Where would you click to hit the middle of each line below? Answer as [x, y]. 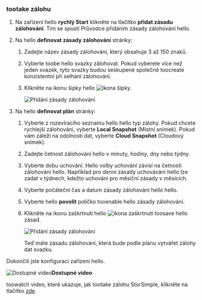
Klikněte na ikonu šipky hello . [78, 88]
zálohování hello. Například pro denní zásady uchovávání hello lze [106, 172]
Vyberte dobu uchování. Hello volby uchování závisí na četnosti [103, 166]
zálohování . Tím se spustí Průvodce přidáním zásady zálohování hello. [103, 28]
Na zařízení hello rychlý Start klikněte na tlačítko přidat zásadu [94, 22]
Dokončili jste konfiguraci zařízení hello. [56, 261]
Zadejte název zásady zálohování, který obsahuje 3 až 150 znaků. [106, 52]
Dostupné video [72, 273]
